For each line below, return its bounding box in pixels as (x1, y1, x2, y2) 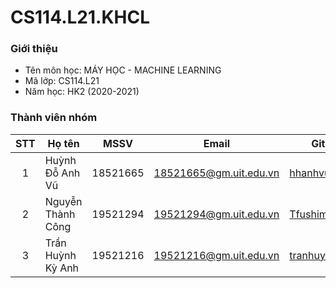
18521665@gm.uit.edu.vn (153, 166, 280, 180)
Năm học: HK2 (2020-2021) (24, 86, 140, 98)
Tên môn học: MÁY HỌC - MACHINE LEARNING (24, 64, 222, 76)
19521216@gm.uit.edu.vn (153, 248, 280, 262)
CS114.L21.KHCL (10, 6, 151, 29)
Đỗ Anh (44, 166, 81, 180)
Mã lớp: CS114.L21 (24, 75, 100, 87)
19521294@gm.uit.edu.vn (153, 207, 280, 221)
